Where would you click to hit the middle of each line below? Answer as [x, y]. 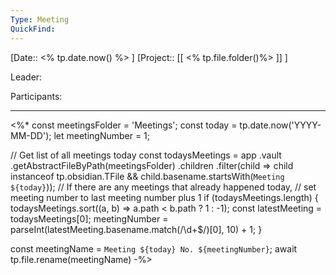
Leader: [26, 77]
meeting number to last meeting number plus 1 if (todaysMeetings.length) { [164, 197]
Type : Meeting [40, 19]
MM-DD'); [31, 135]
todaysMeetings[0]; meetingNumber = [89, 218]
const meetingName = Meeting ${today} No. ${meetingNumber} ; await [154, 248]
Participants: [36, 96]
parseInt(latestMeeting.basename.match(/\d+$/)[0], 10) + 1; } [136, 229]
